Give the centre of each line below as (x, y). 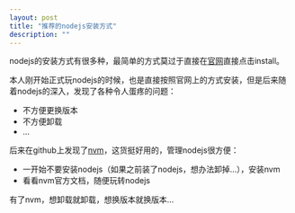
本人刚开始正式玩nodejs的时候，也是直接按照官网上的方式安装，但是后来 (144, 80)
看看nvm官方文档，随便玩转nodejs (86, 181)
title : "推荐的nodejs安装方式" (63, 26)
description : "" (40, 34)
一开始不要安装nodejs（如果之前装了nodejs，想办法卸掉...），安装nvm (151, 169)
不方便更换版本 (50, 111)
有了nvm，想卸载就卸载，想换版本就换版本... (92, 200)
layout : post (34, 18)
